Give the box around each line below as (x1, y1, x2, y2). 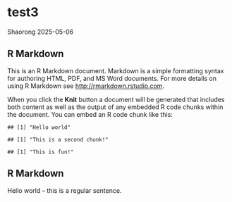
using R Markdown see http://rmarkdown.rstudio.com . (7, 82, 164, 90)
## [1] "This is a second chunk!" (7, 136, 109, 143)
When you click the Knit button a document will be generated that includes (7, 95, 225, 103)
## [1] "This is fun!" (7, 149, 74, 156)
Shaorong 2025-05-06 (7, 27, 74, 36)
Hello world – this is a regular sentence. (7, 186, 122, 194)
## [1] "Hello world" (7, 124, 71, 131)
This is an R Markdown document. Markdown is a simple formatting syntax (7, 66, 224, 75)
